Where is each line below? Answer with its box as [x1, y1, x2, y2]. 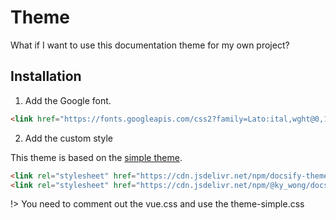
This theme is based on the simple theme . [10, 151, 183, 163]
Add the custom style [24, 132, 113, 144]
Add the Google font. [24, 94, 112, 106]
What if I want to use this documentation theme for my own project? [10, 39, 290, 51]
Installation [10, 68, 82, 85]
